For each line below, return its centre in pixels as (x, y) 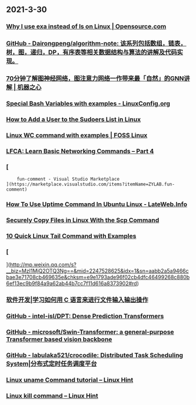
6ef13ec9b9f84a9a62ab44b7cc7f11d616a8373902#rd (72, 283)
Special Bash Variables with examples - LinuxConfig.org (88, 104)
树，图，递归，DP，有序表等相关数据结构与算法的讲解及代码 (92, 53)
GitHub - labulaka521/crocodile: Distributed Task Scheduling (95, 355)
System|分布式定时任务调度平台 (52, 364)
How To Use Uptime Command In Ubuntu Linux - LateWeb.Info (97, 204)
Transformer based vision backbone (59, 339)
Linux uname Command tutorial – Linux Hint (70, 380)
